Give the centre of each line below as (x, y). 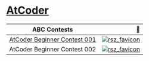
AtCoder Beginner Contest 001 (53, 39)
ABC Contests (52, 29)
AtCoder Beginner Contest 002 (53, 49)
